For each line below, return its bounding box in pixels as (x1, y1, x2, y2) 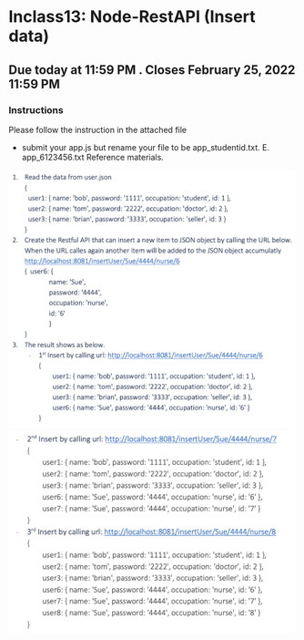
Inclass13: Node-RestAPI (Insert (8, 6, 256, 27)
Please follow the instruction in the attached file (8, 124, 187, 135)
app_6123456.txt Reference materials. (21, 151, 165, 162)
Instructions (8, 103, 65, 116)
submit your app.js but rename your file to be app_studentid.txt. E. (21, 141, 270, 152)
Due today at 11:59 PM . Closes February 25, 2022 (8, 62, 296, 77)
